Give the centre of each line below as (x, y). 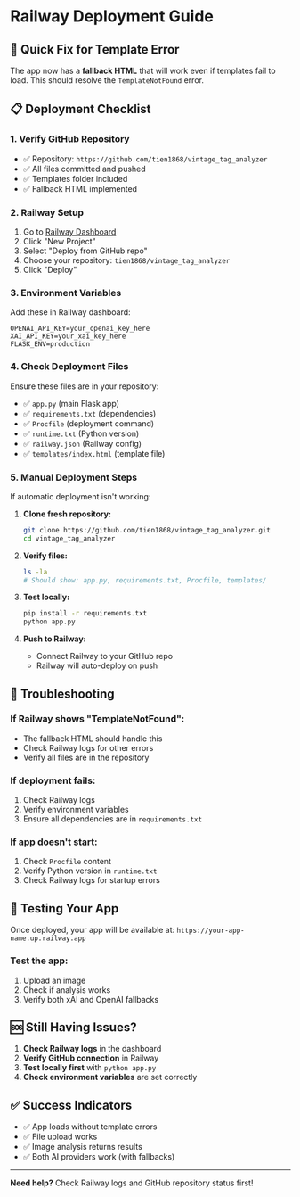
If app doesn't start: (54, 842)
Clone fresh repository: (67, 514)
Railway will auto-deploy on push (97, 665)
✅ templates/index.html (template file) (94, 453)
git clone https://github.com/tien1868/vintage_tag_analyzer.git (146, 530)
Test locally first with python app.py (89, 1068)
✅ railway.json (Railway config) (82, 443)
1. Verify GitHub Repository (70, 139)
